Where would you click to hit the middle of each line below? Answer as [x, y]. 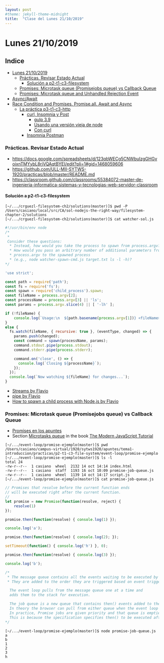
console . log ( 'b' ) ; [24, 564]
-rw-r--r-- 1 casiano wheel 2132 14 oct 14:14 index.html [69, 467]
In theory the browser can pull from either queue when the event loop [84, 609]
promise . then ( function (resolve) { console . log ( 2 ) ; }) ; [62, 537]
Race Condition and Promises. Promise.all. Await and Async [72, 104]
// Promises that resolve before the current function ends [68, 488]
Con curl [43, 130]
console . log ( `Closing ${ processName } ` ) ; [60, 363]
